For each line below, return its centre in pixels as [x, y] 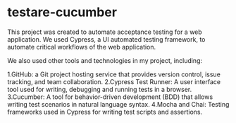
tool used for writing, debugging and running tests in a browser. [100, 89]
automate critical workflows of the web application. [82, 47]
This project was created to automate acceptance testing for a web [105, 32]
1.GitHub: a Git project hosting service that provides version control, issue [114, 74]
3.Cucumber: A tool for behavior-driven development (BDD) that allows [110, 97]
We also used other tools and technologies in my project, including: [105, 60]
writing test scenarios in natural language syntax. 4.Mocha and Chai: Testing [118, 104]
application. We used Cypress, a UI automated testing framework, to [106, 39]
